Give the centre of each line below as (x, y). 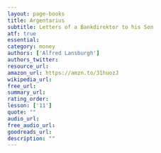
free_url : (22, 86)
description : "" (31, 138)
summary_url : (27, 92)
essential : (23, 40)
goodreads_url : (30, 132)
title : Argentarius (36, 20)
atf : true (22, 33)
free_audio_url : (31, 125)
